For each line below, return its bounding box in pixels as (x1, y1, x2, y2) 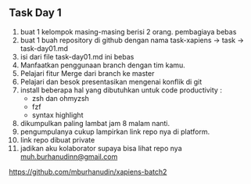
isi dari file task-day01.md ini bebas (20, 52, 134, 61)
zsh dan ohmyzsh (31, 93, 89, 103)
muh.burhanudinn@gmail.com (20, 152, 118, 161)
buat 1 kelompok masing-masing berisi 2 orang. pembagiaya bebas (20, 27, 237, 36)
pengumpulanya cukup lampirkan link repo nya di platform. (20, 127, 210, 136)
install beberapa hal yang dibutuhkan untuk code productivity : (20, 85, 222, 95)
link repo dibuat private (20, 135, 95, 144)
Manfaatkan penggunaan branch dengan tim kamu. (20, 60, 186, 70)
